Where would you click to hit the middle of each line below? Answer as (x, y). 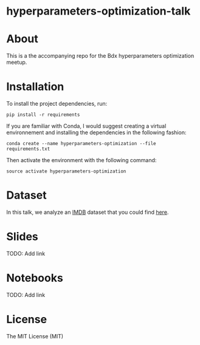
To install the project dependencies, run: (57, 104)
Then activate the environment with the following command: (81, 160)
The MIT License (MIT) (35, 336)
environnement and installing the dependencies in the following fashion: (96, 132)
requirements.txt (28, 149)
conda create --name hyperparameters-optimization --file (81, 144)
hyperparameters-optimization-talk (98, 11)
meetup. (17, 63)
